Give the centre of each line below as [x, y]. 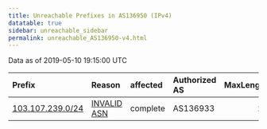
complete [147, 108]
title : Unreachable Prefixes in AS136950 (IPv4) [90, 16]
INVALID [107, 104]
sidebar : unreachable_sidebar [58, 30]
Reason [106, 85]
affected [146, 85]
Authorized [195, 80]
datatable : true [35, 23]
